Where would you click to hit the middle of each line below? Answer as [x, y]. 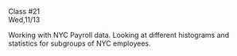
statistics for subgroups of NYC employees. [80, 43]
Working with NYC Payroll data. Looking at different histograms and [119, 35]
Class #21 [24, 11]
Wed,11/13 [24, 20]
